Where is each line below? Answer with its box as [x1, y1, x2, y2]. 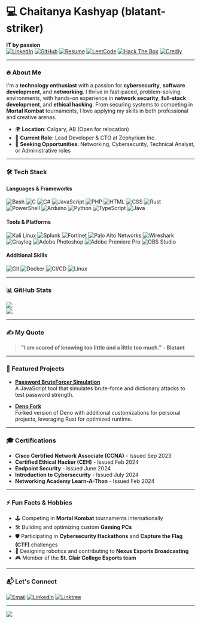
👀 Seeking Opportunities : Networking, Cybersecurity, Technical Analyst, [14, 141, 195, 148]
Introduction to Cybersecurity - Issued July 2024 [14, 471, 139, 478]
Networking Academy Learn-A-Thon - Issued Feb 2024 [14, 477, 155, 485]
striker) [6, 22, 44, 35]
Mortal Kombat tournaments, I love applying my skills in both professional [6, 107, 188, 114]
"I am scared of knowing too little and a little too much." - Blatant [20, 344, 185, 351]
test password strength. [14, 391, 74, 398]
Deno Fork [14, 402, 42, 410]
